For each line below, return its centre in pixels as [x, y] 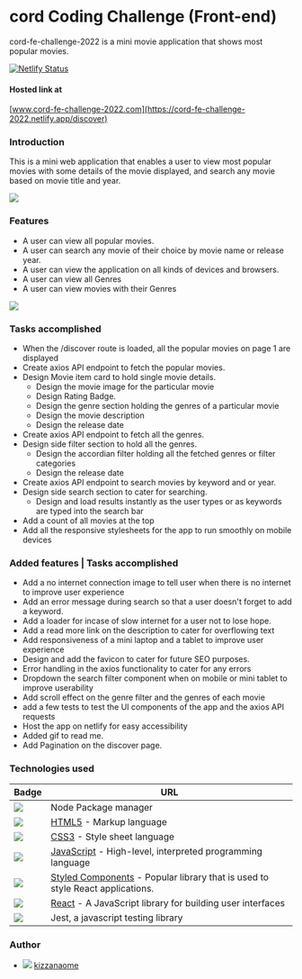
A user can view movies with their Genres [99, 288]
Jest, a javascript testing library [117, 918]
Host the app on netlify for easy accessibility [105, 726]
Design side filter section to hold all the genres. [110, 444]
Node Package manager [102, 807]
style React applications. [102, 888]
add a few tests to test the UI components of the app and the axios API [153, 707]
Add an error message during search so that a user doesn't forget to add [157, 602]
